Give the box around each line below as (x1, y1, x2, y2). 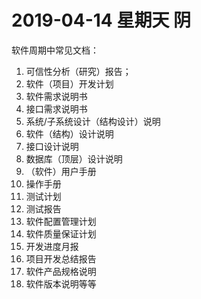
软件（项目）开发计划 (25, 77, 114, 90)
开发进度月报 (25, 240, 79, 252)
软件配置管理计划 (25, 215, 97, 227)
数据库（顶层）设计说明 (25, 152, 123, 165)
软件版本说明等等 (25, 277, 97, 290)
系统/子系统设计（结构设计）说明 (25, 115, 161, 127)
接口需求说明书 (25, 102, 88, 115)
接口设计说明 (25, 140, 79, 152)
